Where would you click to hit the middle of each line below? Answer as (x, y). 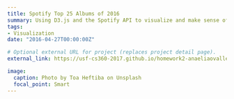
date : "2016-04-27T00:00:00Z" (51, 40)
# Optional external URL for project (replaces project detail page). (112, 52)
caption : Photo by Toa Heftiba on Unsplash (77, 77)
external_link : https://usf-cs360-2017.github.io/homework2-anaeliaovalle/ (119, 59)
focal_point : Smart (42, 84)
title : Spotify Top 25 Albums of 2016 (63, 14)
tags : (15, 26)
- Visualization (31, 33)
